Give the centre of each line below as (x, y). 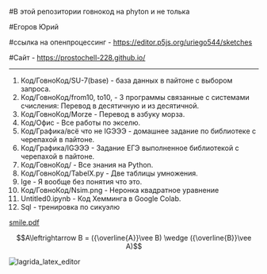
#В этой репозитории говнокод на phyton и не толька (99, 12)
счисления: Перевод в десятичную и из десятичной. (110, 106)
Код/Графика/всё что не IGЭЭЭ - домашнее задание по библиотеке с (138, 131)
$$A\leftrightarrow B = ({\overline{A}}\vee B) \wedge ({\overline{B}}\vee (134, 238)
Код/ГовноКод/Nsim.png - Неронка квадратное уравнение (120, 190)
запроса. (35, 89)
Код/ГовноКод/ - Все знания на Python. (87, 165)
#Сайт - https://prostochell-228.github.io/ (77, 58)
